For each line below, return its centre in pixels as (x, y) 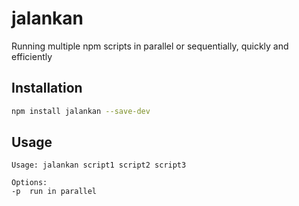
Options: (29, 183)
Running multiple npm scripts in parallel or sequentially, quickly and (150, 46)
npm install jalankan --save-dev (81, 111)
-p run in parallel (54, 192)
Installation (47, 88)
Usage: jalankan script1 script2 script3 (99, 165)
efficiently (32, 56)
